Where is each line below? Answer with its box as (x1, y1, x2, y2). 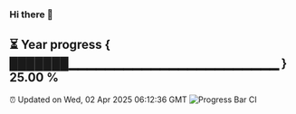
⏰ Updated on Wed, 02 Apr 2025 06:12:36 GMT (9, 94, 187, 105)
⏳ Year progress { (9, 37, 111, 52)
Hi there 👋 (9, 8, 54, 21)
